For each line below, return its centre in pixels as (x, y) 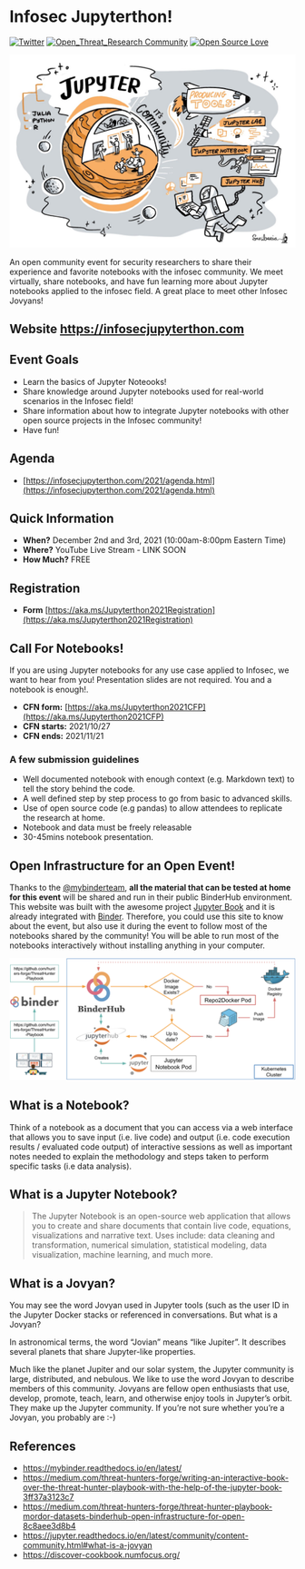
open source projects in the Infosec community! (112, 420)
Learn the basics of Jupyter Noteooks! (94, 381)
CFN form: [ (45, 707)
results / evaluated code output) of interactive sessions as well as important (151, 1147)
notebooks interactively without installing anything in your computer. (138, 945)
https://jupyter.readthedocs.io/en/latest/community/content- (136, 1535)
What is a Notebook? (69, 1105)
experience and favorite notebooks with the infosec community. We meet (146, 271)
